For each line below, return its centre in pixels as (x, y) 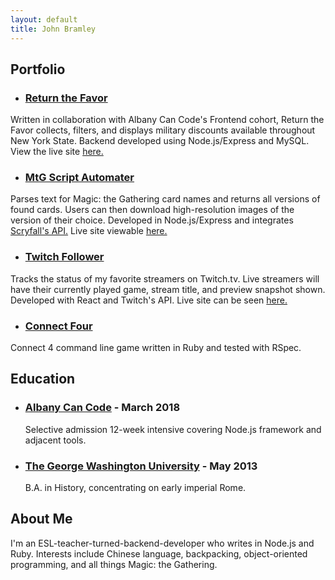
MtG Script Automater (79, 178)
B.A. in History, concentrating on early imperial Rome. (135, 488)
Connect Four (58, 326)
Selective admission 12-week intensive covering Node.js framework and (173, 429)
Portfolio (38, 69)
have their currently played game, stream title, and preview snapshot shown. (168, 289)
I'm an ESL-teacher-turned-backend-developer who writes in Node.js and (162, 543)
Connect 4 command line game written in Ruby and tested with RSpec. (156, 348)
